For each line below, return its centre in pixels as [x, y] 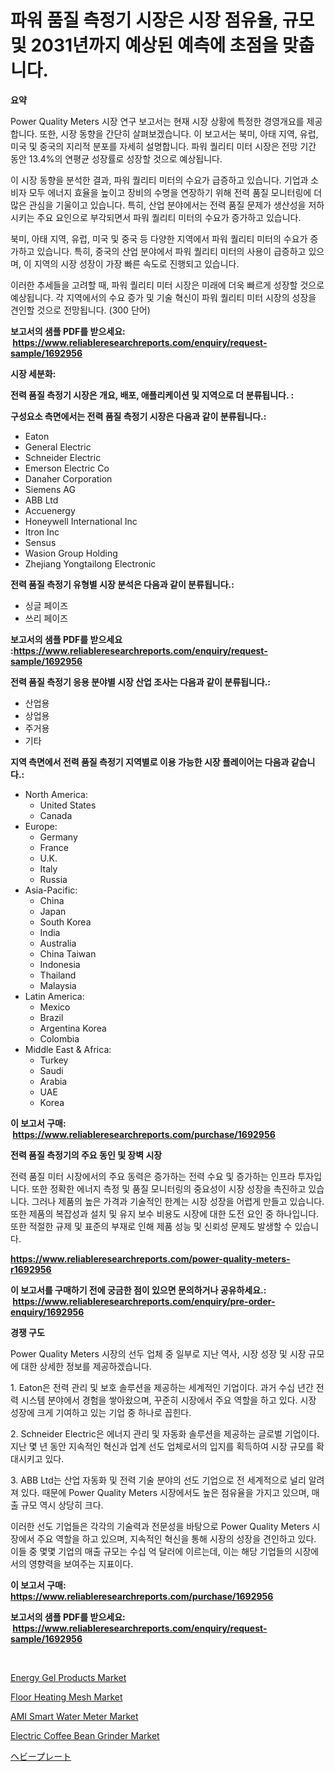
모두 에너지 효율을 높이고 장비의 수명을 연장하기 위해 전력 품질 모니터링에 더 [175, 192]
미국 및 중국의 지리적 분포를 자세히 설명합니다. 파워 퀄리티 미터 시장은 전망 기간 [163, 146]
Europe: [41, 826]
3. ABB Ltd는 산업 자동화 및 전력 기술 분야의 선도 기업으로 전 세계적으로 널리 [158, 1480]
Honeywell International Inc [81, 521]
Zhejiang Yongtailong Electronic [90, 563]
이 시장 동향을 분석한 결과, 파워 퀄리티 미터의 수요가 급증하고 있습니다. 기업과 [159, 180]
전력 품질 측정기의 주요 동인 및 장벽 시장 [86, 1155]
